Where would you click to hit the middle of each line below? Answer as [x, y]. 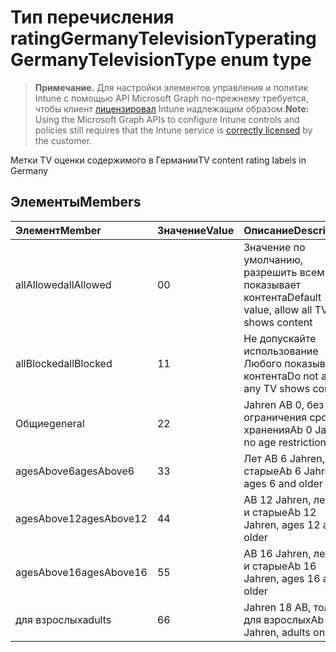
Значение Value [195, 230]
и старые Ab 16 [280, 566]
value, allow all [278, 309]
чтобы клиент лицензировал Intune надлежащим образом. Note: [172, 108]
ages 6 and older [283, 483]
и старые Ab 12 [280, 512]
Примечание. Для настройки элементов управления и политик [171, 87]
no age [260, 442]
